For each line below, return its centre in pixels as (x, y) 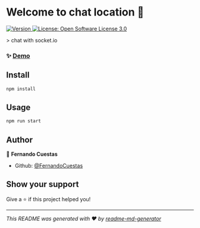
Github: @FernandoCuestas (49, 166)
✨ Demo (18, 56)
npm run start (24, 121)
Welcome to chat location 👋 (75, 12)
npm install (21, 89)
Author (19, 140)
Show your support (43, 184)
